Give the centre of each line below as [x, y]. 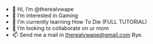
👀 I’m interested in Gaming [45, 15]
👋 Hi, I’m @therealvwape [43, 9]
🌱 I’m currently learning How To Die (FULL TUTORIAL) [80, 22]
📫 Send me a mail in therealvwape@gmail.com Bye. [77, 35]
